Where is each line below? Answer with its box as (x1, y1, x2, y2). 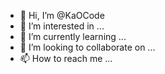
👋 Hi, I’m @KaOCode (19, 10, 105, 21)
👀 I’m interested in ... (19, 20, 105, 32)
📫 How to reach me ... (19, 53, 113, 64)
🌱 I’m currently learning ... (19, 31, 127, 42)
